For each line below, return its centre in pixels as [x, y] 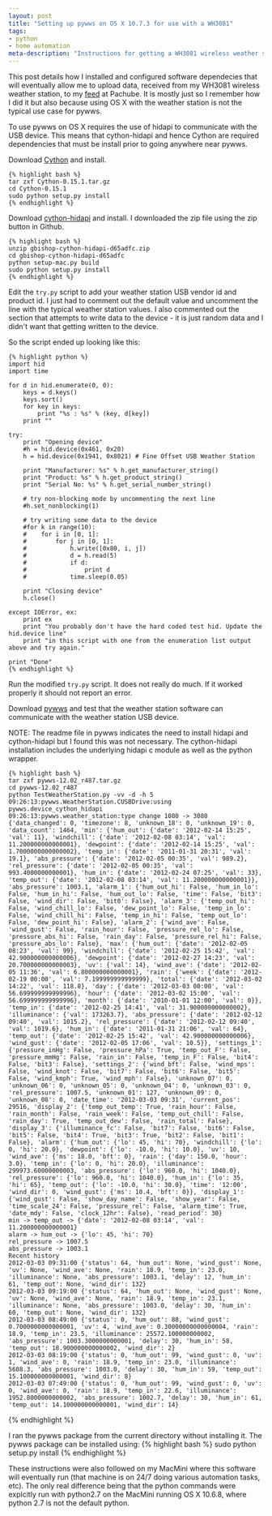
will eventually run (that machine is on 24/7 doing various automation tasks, [134, 1477]
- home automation [39, 46]
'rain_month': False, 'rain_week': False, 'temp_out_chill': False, [126, 1114]
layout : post [30, 16]
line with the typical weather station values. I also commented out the [124, 309]
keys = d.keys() [51, 392]
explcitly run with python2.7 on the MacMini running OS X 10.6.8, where [127, 1494]
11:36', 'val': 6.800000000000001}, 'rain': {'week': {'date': [128, 972]
